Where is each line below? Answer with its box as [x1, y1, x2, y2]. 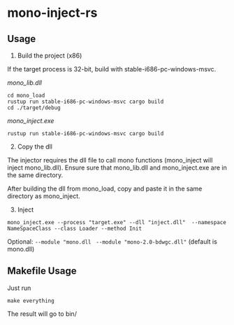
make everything [7, 297, 54, 304]
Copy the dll [17, 142, 52, 151]
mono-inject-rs [7, 5, 98, 21]
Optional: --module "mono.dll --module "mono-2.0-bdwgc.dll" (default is [7, 237, 218, 246]
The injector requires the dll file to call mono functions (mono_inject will [7, 156, 213, 164]
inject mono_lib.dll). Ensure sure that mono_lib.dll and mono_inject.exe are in [7, 163, 227, 172]
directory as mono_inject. [7, 192, 80, 200]
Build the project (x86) [17, 51, 82, 60]
